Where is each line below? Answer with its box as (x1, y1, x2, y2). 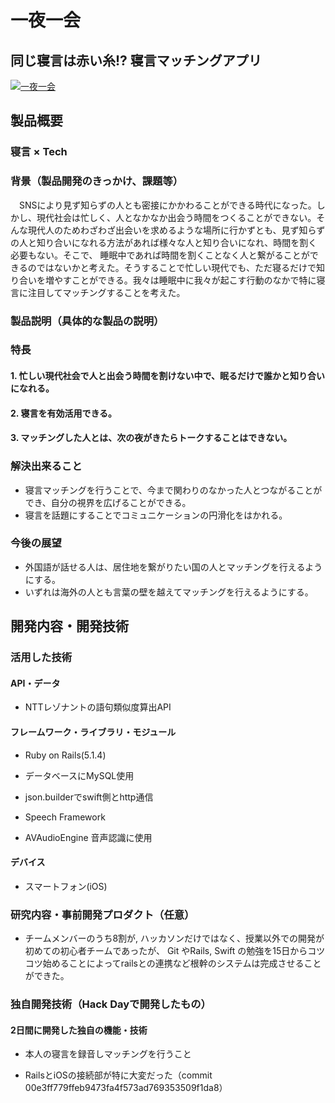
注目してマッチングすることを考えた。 (27, 286, 186, 298)
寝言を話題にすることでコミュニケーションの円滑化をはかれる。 (24, 509, 288, 521)
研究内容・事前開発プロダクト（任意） (10, 907, 195, 921)
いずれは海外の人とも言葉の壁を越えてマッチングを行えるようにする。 (24, 586, 314, 598)
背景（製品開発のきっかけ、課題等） (10, 174, 184, 188)
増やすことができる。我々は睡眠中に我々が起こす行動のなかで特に (44, 274, 317, 286)
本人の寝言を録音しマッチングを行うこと (24, 1048, 192, 1060)
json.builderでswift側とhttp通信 (24, 791, 154, 803)
